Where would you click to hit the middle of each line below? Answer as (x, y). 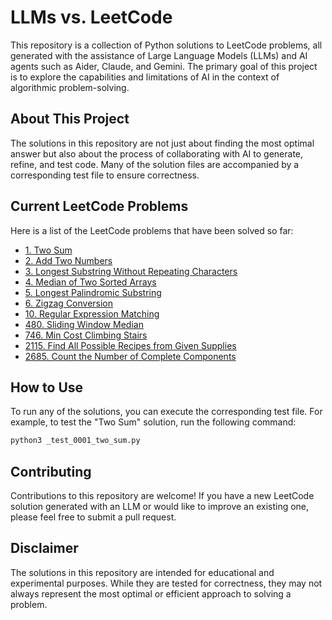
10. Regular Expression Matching (92, 313)
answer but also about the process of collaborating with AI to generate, (157, 153)
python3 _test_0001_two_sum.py (75, 441)
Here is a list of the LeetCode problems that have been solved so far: (152, 230)
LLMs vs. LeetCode (91, 17)
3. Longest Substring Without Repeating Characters (131, 271)
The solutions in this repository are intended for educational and (142, 572)
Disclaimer (44, 548)
